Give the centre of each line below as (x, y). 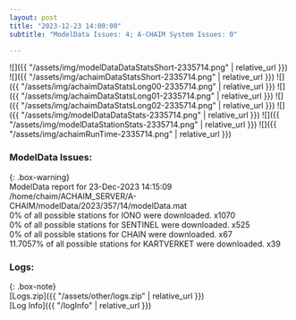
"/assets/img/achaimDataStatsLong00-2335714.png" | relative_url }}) (148, 87)
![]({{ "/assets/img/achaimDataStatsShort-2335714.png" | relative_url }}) (142, 77)
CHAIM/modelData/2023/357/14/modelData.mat (98, 205)
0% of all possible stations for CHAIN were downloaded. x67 (121, 234)
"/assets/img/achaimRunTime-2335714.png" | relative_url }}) (121, 134)
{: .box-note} (33, 286)
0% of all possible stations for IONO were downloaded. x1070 (123, 215)
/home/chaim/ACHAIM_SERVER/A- (73, 196)
